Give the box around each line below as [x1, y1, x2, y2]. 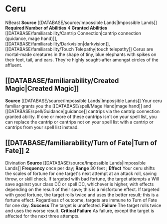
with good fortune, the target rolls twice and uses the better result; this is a [5, 191, 159, 197]
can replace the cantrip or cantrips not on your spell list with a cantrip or [5, 118, 154, 125]
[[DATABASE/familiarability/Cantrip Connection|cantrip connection [5, 30, 141, 36]
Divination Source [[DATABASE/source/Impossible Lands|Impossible [5, 159, 146, 165]
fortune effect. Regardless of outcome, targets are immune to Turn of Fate [5, 197, 158, 203]
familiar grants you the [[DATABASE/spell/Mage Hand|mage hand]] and [5, 103, 151, 109]
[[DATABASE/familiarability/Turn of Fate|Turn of [5, 138, 157, 147]
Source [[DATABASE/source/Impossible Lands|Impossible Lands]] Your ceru [5, 97, 163, 103]
